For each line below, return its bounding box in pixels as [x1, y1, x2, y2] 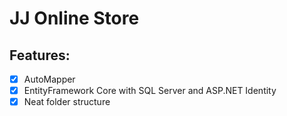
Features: [9, 47, 71, 64]
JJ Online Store [9, 7, 140, 30]
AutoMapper [23, 73, 76, 85]
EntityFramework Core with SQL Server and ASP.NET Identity [23, 85, 277, 97]
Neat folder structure [23, 96, 111, 108]
